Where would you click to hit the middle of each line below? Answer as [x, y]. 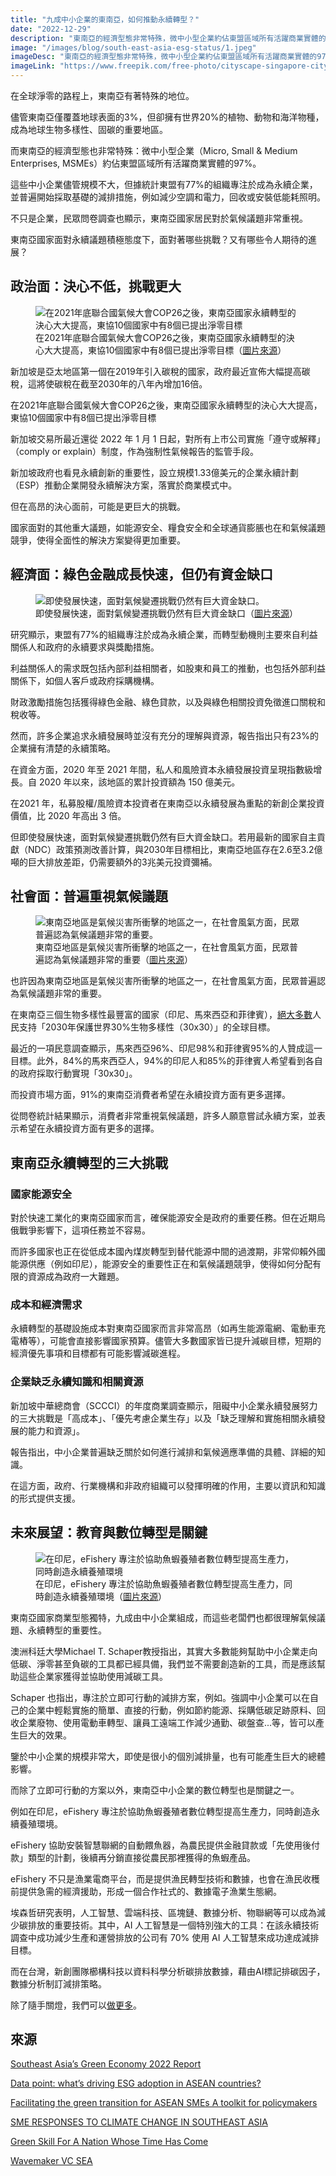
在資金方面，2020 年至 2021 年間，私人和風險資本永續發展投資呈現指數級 [162, 769]
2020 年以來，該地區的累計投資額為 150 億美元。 [139, 782]
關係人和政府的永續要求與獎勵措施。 [85, 647]
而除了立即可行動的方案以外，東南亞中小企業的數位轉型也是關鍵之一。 [155, 1790]
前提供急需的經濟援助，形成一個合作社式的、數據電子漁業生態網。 [146, 1891]
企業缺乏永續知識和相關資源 [77, 1382]
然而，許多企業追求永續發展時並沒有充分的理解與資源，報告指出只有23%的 [164, 735]
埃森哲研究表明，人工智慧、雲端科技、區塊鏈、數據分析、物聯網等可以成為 [163, 1912]
